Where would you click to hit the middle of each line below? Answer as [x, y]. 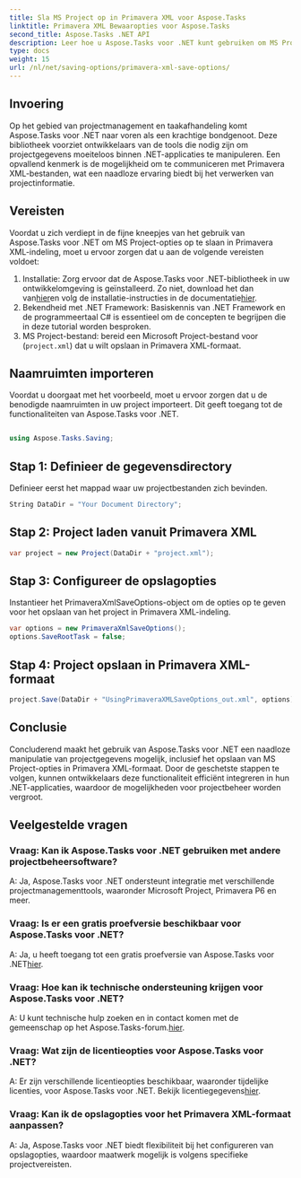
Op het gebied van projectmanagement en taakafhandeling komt [129, 126]
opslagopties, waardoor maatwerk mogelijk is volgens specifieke [129, 1155]
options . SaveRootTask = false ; [68, 637]
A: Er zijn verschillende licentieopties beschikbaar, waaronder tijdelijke [139, 1081]
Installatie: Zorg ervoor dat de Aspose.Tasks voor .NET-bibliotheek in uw [156, 278]
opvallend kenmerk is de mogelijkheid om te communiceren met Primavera [147, 163]
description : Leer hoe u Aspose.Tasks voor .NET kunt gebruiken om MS [144, 43]
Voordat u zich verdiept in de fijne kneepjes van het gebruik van [127, 232]
